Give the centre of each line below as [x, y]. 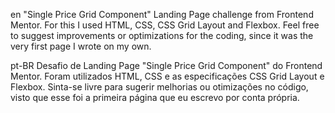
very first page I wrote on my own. [81, 46]
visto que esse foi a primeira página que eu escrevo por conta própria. [155, 97]
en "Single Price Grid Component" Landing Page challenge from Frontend [162, 14]
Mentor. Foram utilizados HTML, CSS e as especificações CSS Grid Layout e [167, 76]
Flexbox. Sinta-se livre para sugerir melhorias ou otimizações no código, [159, 87]
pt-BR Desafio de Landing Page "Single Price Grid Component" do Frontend [166, 65]
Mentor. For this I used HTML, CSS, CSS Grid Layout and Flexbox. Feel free [165, 25]
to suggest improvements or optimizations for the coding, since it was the [162, 35]
